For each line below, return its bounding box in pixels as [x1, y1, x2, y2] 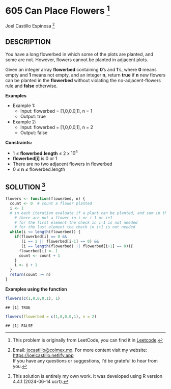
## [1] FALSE [5, 323, 33, 328]
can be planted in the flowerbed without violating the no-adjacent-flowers [5, 77, 161, 83]
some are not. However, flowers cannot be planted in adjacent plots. [5, 57, 149, 63]
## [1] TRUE [5, 305, 31, 310]
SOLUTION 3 [5, 181, 46, 191]
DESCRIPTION [5, 38, 51, 46]
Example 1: [12, 102, 36, 109]
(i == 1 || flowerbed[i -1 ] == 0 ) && [21, 239, 99, 244]
